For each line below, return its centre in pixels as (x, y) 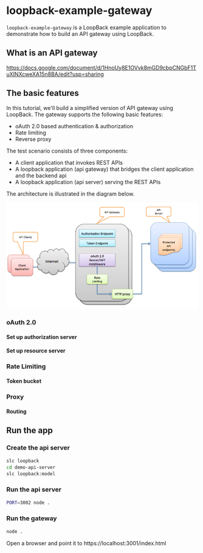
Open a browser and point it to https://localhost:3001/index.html (86, 543)
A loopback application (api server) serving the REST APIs (88, 182)
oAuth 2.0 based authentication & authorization (74, 126)
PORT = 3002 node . (28, 503)
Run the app (29, 430)
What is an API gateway (52, 53)
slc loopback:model (31, 474)
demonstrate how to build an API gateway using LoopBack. (80, 33)
